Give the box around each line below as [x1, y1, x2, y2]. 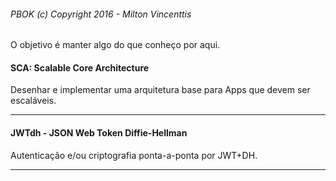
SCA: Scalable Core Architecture [10, 61, 150, 74]
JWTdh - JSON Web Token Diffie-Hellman [10, 127, 188, 139]
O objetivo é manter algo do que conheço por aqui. [10, 39, 221, 51]
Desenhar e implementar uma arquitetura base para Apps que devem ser [10, 84, 311, 96]
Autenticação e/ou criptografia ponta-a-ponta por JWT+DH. [10, 149, 258, 161]
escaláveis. [10, 95, 57, 107]
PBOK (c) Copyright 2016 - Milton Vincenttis [10, 8, 192, 20]
